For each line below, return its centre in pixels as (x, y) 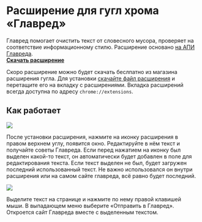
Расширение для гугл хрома (83, 11)
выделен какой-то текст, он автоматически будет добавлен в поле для (99, 156)
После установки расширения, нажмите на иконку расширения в (92, 137)
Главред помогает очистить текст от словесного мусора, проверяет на (100, 40)
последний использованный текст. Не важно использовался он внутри (99, 169)
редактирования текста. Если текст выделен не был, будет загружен (97, 163)
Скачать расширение (36, 60)
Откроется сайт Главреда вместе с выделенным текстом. (82, 212)
